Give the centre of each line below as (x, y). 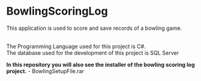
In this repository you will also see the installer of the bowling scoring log (100, 65)
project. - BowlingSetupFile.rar (45, 71)
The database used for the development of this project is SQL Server (93, 52)
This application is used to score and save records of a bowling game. (94, 28)
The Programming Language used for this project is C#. (76, 46)
